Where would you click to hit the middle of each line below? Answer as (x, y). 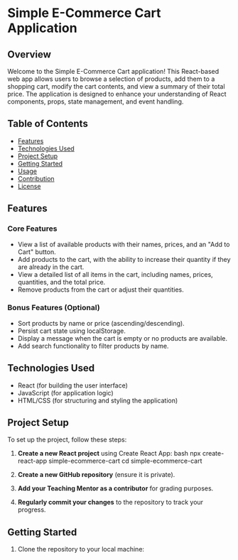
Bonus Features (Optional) (54, 308)
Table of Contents (48, 124)
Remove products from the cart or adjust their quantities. (101, 290)
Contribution (36, 178)
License (29, 186)
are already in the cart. (51, 267)
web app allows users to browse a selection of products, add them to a (111, 79)
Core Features (32, 229)
